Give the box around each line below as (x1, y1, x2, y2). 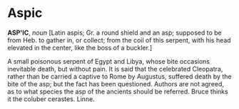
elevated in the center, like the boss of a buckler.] (7, 43, 153, 52)
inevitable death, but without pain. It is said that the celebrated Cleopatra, (7, 64, 223, 73)
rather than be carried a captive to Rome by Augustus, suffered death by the (7, 72, 232, 81)
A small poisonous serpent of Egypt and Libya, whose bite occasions (7, 57, 210, 65)
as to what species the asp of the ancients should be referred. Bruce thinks (7, 87, 228, 96)
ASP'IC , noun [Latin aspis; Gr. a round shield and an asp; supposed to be (7, 28, 223, 37)
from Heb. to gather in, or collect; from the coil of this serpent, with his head (7, 35, 231, 44)
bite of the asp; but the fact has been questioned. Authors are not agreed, (7, 79, 225, 88)
